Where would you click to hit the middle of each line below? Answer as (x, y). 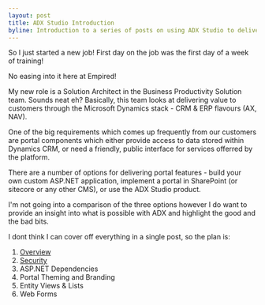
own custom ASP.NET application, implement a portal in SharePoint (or (123, 181)
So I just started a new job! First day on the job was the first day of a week (129, 53)
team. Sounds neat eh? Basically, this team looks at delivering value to (122, 100)
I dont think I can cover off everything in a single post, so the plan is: (119, 237)
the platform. (29, 157)
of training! (26, 61)
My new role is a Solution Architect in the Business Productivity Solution (125, 92)
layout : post (30, 15)
